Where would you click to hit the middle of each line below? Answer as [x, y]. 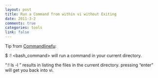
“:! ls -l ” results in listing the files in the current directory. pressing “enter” [79, 65]
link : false [17, 32]
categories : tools [24, 28]
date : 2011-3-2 [20, 19]
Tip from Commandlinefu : [31, 46]
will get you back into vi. [29, 70]
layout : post [18, 10]
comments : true [20, 23]
